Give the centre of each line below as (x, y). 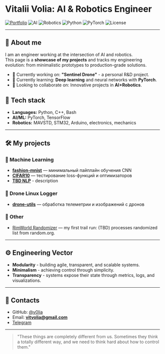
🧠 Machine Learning (29, 160)
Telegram (22, 323)
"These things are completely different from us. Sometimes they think (87, 337)
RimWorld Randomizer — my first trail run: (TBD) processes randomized (85, 227)
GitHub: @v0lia (27, 312)
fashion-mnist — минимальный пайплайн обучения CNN (72, 170)
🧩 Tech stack (25, 100)
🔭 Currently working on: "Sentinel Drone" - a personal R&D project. (81, 74)
